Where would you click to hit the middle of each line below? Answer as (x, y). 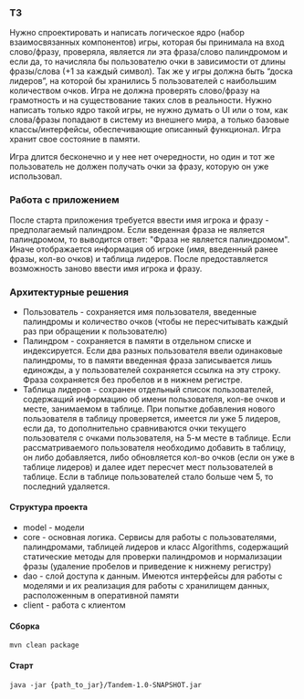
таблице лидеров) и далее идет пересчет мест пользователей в (148, 466)
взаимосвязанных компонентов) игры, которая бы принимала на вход (147, 42)
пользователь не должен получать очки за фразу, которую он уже (139, 167)
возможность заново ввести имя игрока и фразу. (106, 268)
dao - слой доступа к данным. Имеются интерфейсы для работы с (152, 576)
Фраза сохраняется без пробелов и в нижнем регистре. (133, 380)
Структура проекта (49, 507)
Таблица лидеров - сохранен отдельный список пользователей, (148, 389)
